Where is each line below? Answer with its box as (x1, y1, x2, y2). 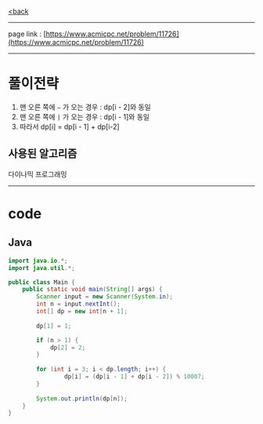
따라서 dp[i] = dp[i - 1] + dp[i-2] (19, 122, 120, 131)
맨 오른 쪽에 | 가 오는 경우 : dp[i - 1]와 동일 (19, 111, 150, 121)
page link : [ (8, 29, 47, 38)
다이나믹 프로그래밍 (8, 169, 67, 179)
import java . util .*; (8, 264, 76, 272)
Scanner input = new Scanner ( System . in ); (36, 293, 174, 301)
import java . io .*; (8, 257, 68, 265)
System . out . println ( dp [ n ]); (36, 394, 128, 403)
